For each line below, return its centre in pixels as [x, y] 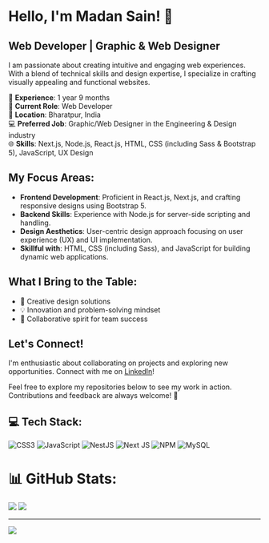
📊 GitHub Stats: [63, 479]
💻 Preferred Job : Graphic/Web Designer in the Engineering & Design [123, 124]
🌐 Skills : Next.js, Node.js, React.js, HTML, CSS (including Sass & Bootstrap [132, 144]
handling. [35, 223]
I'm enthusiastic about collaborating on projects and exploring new [118, 363]
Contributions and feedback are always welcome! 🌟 [93, 396]
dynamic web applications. [64, 256]
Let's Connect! [46, 344]
